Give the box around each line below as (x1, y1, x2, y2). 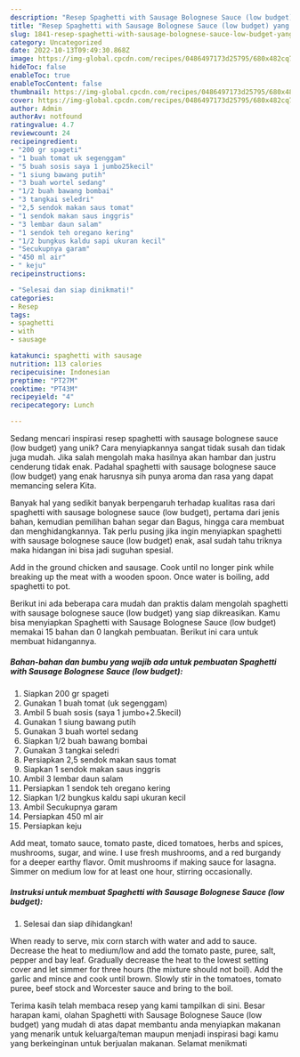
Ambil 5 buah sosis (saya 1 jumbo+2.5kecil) (22, 706, 182, 717)
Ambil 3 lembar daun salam (22, 773, 124, 784)
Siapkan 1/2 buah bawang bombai (22, 735, 148, 746)
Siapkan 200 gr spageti (22, 688, 109, 698)
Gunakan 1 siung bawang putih (22, 716, 136, 727)
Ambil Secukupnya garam (22, 802, 118, 812)
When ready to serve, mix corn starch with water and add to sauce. (10, 935, 257, 946)
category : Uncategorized (10, 37, 102, 47)
